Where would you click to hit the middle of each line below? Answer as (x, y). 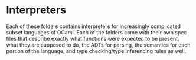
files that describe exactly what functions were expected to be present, (93, 38)
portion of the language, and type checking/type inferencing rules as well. (96, 51)
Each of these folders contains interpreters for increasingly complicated (94, 26)
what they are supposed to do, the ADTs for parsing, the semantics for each (98, 45)
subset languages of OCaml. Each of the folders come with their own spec (97, 32)
